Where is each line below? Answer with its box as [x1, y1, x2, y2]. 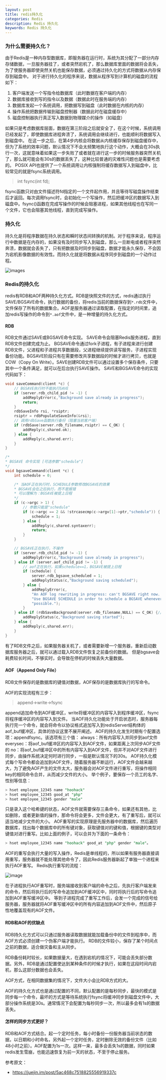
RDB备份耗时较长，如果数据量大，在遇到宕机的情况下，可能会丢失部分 [5, 954, 148, 960]
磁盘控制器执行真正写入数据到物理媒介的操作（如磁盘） [12, 115, 125, 121]
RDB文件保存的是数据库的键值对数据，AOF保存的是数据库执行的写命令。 [5, 679, 153, 685]
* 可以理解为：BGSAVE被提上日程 [14, 491, 73, 496]
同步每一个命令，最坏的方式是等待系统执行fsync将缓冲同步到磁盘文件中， [5, 994, 155, 1000]
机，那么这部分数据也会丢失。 [5, 966, 66, 973]
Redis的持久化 [5, 280, 40, 287]
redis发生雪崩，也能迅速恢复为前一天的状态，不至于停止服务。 [5, 1049, 132, 1055]
